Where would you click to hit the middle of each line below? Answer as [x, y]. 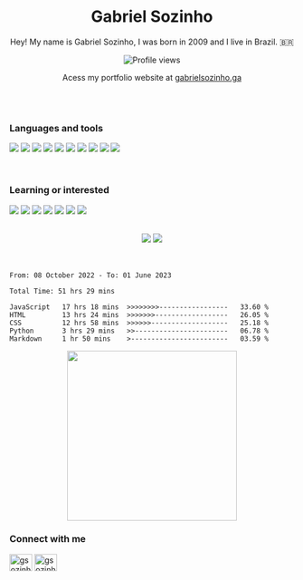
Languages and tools [57, 128]
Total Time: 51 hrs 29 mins [62, 291]
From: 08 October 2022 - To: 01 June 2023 [90, 275]
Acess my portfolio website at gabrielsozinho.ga [152, 77]
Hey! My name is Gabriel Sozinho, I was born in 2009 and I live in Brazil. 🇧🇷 [152, 42]
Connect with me [47, 539]
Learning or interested [60, 190]
